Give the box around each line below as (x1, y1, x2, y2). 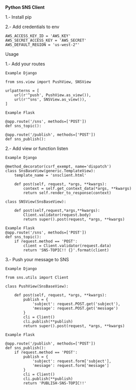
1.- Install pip (5, 14, 32, 20)
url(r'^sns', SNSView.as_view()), (14, 97, 87, 102)
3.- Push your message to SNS (5, 257, 70, 262)
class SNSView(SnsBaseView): (5, 199, 66, 204)
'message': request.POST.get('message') (32, 306, 118, 311)
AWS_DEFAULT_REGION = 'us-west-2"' (5, 42, 80, 47)
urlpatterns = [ (5, 88, 39, 93)
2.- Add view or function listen (5, 145, 69, 151)
